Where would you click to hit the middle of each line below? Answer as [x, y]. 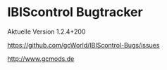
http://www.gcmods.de [41, 58]
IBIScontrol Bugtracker [75, 12]
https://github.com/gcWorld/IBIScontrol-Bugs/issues [83, 45]
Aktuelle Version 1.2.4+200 [47, 31]
